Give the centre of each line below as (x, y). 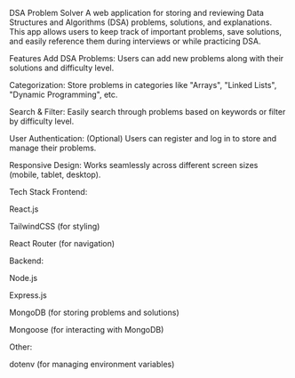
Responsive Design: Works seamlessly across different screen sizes (134, 165)
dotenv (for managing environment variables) (92, 364)
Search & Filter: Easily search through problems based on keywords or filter (147, 112)
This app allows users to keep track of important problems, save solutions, (146, 32)
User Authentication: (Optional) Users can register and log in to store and (143, 138)
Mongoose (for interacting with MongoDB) (87, 330)
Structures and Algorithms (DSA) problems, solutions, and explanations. (141, 22)
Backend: (27, 261)
